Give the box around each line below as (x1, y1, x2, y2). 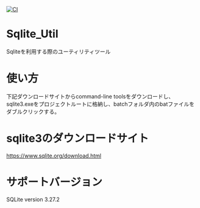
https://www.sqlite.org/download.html (6, 152, 102, 159)
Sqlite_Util (6, 27, 59, 41)
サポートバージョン (6, 175, 102, 189)
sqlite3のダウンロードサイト (6, 131, 149, 145)
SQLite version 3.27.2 (6, 195, 60, 203)
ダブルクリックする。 (6, 108, 60, 115)
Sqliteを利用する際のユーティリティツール (6, 47, 111, 55)
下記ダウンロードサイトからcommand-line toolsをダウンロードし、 (6, 92, 174, 100)
